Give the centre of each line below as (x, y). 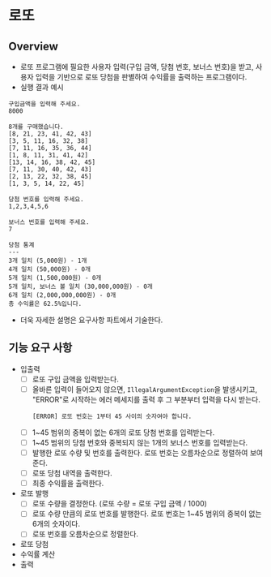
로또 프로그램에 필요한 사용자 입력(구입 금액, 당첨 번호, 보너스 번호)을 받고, (137, 67)
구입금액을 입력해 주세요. (44, 104)
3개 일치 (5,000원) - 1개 (48, 261)
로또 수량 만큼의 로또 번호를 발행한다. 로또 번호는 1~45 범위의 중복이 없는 (147, 514)
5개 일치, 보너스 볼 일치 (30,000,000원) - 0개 (80, 286)
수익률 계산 (38, 554)
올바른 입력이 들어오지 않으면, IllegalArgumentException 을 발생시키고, (144, 389)
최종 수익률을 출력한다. (68, 484)
